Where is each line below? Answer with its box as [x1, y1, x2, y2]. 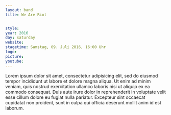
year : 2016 [5, 30, 29, 35]
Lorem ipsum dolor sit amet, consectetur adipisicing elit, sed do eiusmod [5, 72, 158, 79]
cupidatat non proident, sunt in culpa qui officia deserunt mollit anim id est [5, 99, 162, 105]
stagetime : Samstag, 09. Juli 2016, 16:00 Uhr [5, 45, 106, 50]
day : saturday [5, 35, 36, 41]
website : [5, 40, 24, 45]
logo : [5, 49, 17, 54]
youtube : [5, 59, 24, 64]
